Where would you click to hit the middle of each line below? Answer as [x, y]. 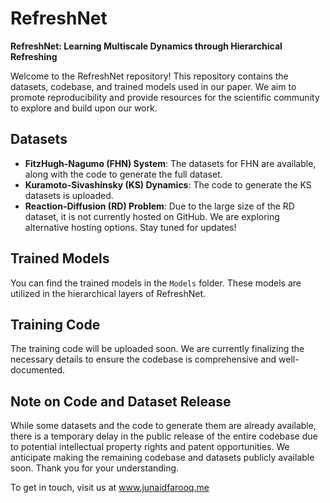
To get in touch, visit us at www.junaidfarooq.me [110, 488]
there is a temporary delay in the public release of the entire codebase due [164, 436]
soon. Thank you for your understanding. [95, 468]
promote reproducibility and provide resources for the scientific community [165, 97]
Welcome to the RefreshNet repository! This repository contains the [149, 76]
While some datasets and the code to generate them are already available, [163, 426]
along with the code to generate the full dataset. [123, 174]
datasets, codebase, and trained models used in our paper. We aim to [153, 86]
